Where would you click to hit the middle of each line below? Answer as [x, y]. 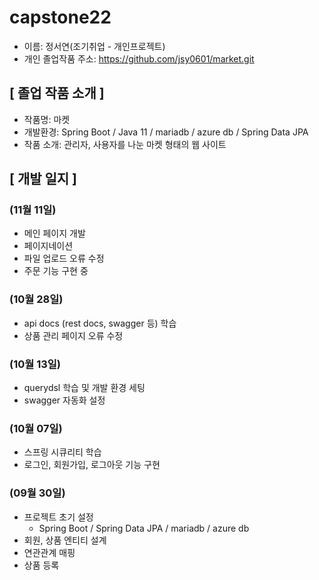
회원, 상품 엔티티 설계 [65, 540]
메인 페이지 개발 [54, 233]
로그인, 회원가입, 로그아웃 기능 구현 [92, 465]
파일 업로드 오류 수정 [64, 258]
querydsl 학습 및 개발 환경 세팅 [84, 388]
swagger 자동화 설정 [64, 400]
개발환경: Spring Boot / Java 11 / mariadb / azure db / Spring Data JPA [166, 132]
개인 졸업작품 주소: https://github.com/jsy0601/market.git [139, 58]
